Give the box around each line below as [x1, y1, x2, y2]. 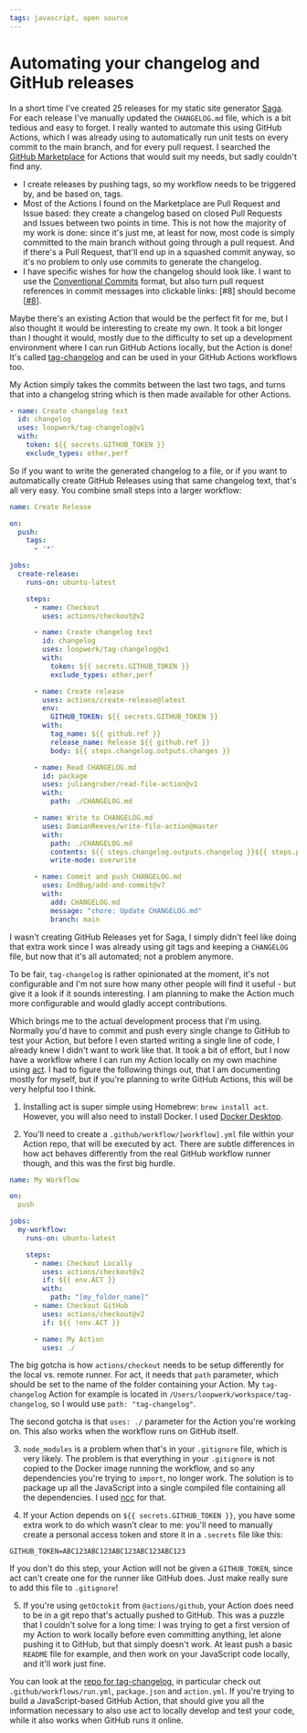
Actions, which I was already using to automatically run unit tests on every [9, 132, 290, 143]
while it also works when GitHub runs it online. [9, 1715, 185, 1726]
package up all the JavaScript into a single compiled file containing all [22, 1483, 286, 1494]
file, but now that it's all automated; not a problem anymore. [9, 951, 235, 962]
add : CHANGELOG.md [49, 898, 121, 907]
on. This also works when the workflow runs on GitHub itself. [9, 1426, 239, 1437]
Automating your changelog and [9, 52, 260, 73]
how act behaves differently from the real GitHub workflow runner [22, 1148, 271, 1159]
